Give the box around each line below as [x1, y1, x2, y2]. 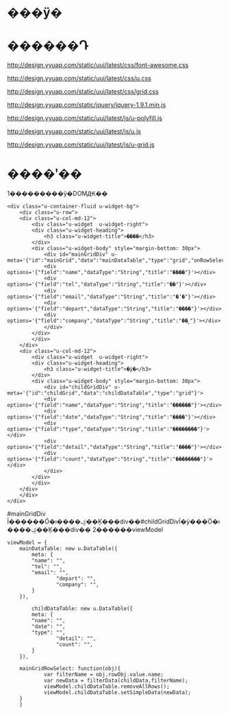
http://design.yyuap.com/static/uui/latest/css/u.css [7, 74, 152, 82]
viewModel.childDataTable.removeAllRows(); [43, 683, 170, 690]
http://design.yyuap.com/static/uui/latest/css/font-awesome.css [7, 61, 189, 69]
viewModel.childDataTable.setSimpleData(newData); [43, 689, 192, 696]
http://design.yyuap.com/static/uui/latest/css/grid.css [7, 88, 159, 96]
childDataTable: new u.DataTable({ [31, 605, 133, 613]
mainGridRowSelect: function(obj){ [19, 665, 121, 672]
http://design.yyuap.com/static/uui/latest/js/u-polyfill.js [7, 114, 163, 123]
